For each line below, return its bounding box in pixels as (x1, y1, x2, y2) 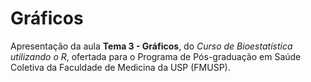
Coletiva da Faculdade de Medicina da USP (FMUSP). (10, 61, 231, 73)
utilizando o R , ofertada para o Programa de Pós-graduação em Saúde (10, 50, 302, 62)
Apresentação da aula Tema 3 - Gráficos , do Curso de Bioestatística (10, 40, 293, 52)
